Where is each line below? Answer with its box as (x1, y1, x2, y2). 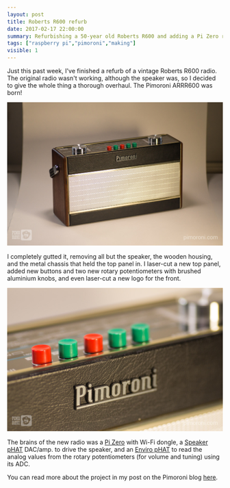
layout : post (7, 11, 44, 18)
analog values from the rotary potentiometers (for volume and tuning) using (7, 452, 220, 461)
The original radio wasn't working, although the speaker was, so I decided (7, 74, 216, 82)
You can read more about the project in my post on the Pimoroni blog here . (7, 473, 218, 482)
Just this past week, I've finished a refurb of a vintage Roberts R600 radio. (7, 67, 218, 75)
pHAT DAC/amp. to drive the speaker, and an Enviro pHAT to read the (7, 446, 203, 454)
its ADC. (7, 460, 31, 468)
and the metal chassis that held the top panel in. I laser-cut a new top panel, (7, 260, 221, 268)
